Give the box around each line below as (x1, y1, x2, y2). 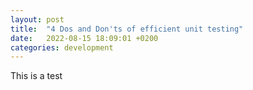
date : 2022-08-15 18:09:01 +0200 (10, 33, 159, 43)
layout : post (10, 14, 65, 25)
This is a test (10, 70, 63, 82)
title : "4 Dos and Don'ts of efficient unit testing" (10, 24, 244, 34)
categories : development (10, 42, 114, 53)
